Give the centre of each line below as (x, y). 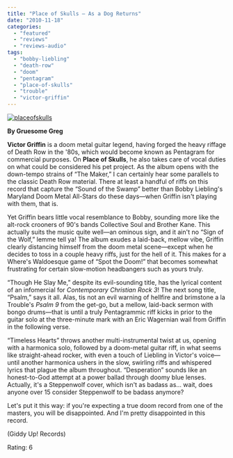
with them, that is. (33, 204)
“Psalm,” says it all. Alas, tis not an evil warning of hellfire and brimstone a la (116, 297)
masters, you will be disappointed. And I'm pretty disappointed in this (106, 413)
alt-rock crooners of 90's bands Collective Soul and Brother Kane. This (109, 224)
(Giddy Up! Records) (37, 434)
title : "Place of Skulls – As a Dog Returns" (74, 14)
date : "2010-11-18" (35, 20)
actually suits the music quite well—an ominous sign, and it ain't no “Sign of (115, 232)
